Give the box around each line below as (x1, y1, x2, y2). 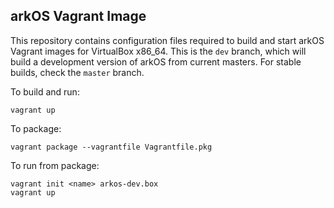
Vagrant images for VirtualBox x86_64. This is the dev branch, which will (10, 45, 307, 57)
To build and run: (10, 85, 80, 98)
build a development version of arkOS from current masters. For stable (10, 55, 302, 68)
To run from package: (10, 159, 100, 171)
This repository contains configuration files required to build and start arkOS (10, 34, 325, 46)
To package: (10, 122, 62, 134)
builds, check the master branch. (10, 66, 145, 78)
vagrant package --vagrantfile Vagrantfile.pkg (10, 142, 213, 152)
